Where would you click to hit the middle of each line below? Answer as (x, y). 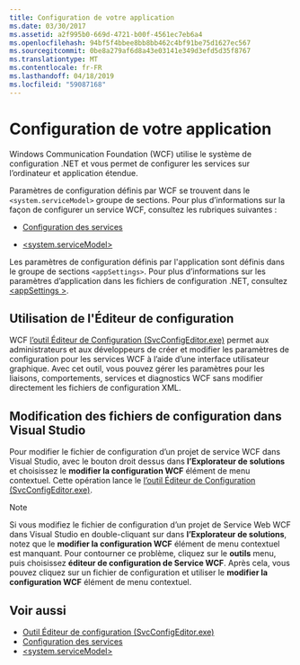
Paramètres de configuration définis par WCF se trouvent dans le (130, 191)
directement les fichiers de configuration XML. (95, 388)
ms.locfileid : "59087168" (57, 84)
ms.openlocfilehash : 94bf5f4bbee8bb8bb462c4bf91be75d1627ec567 (130, 43)
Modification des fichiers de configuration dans (146, 416)
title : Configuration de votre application (92, 18)
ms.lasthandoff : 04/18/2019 (62, 76)
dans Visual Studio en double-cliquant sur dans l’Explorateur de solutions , (148, 535)
